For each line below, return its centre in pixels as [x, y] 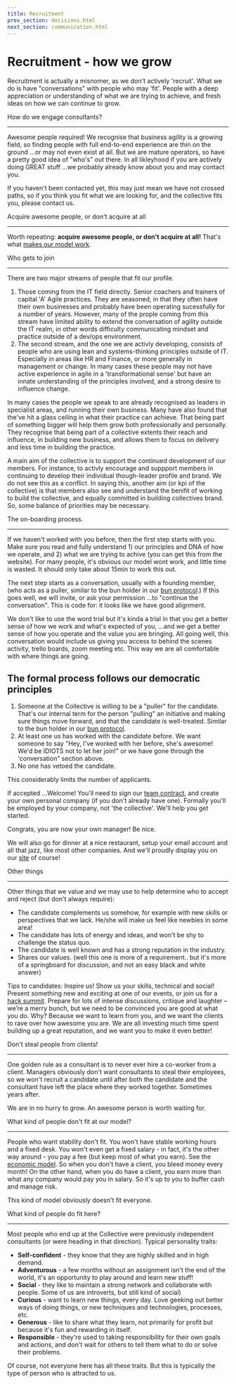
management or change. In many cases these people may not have [114, 367]
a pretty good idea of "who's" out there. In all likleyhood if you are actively [115, 159]
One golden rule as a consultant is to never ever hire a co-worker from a [112, 1064]
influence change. [44, 389]
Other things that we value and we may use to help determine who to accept [118, 892]
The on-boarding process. [45, 519]
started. [19, 816]
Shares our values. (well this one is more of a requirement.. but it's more [122, 958]
